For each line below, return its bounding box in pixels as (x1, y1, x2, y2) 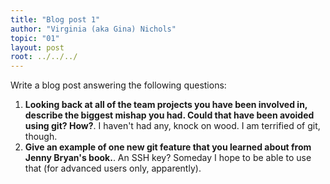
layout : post (10, 42, 65, 53)
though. (24, 131, 58, 143)
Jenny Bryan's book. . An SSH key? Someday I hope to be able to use (24, 152, 312, 164)
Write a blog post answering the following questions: (10, 79, 227, 91)
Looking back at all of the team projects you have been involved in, (24, 99, 308, 111)
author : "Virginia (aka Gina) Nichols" (10, 24, 177, 34)
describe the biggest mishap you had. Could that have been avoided (24, 109, 315, 121)
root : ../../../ (10, 52, 78, 62)
